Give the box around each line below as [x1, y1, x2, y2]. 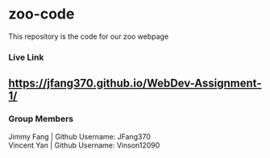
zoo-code [8, 5, 75, 23]
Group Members [8, 114, 74, 125]
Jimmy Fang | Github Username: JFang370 [8, 131, 151, 141]
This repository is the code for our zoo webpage [8, 31, 169, 41]
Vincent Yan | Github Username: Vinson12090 [8, 140, 160, 150]
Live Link [8, 52, 44, 63]
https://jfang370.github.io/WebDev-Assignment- [8, 77, 262, 90]
